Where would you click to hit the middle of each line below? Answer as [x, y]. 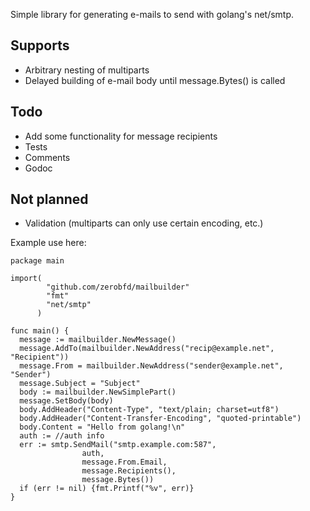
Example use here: [48, 243]
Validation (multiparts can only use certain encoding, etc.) [144, 223]
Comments [47, 157]
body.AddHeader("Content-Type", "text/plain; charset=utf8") [149, 410]
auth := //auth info [62, 436]
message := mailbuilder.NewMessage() [98, 340]
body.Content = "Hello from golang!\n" [102, 427]
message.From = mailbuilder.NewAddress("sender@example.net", [151, 366]
